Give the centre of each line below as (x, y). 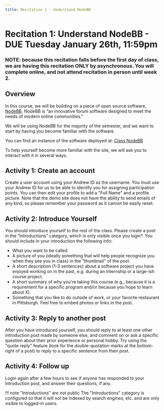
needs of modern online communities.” (44, 116)
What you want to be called (40, 250)
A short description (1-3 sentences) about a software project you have (83, 266)
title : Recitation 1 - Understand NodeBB (48, 10)
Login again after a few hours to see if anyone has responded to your (75, 378)
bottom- (145, 345)
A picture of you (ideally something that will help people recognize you (83, 256)
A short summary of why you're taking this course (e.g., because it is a (83, 282)
